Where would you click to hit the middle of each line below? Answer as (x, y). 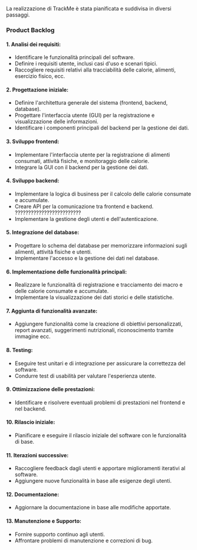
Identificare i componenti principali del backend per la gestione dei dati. (102, 128)
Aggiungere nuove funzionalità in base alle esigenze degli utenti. (93, 481)
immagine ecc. (33, 337)
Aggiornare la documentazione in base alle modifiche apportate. (93, 507)
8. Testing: (19, 350)
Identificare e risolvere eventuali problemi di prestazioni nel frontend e (100, 402)
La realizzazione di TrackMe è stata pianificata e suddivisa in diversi (89, 9)
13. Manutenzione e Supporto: (44, 521)
